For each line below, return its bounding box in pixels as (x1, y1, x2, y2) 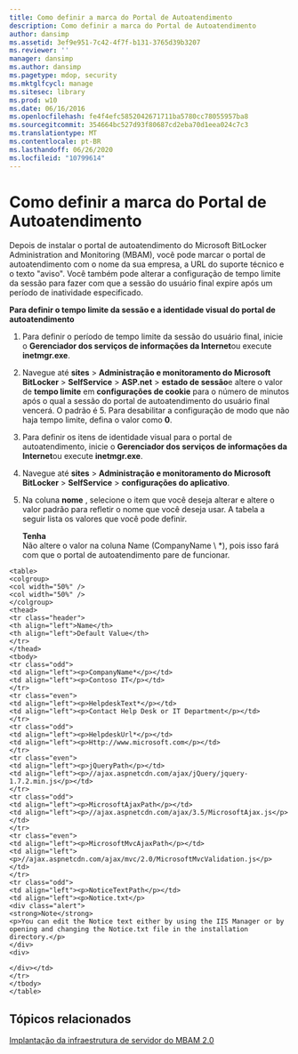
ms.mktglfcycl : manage (9, 79, 93, 88)
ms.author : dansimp (9, 63, 82, 72)
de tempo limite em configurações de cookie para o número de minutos (21, 386, 290, 397)
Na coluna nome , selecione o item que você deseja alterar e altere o (21, 495, 276, 505)
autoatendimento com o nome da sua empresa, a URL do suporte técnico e (9, 259, 285, 270)
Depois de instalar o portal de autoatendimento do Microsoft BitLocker (9, 240, 267, 251)
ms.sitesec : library (9, 87, 86, 96)
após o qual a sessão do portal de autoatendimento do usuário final (21, 396, 270, 406)
